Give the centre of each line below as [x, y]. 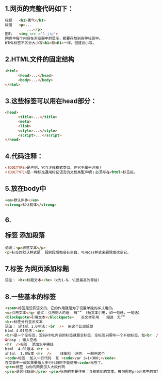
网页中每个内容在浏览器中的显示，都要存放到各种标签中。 [54, 39]
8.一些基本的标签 [31, 297]
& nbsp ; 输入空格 [21, 340]
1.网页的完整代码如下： [40, 9]
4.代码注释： [24, 156]
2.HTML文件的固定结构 [40, 59]
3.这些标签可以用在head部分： [51, 101]
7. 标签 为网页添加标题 [37, 269]
